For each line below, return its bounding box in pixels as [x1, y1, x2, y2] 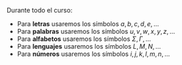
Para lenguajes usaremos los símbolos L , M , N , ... [16, 42, 161, 50]
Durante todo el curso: [6, 6, 73, 14]
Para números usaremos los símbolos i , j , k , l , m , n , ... [16, 49, 171, 58]
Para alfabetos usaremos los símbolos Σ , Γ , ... [16, 35, 151, 43]
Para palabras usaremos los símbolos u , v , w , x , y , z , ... [16, 28, 176, 35]
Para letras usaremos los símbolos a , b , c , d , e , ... [16, 20, 160, 28]
